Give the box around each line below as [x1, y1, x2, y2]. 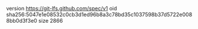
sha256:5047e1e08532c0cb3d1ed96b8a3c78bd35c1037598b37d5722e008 [6, 11, 193, 18]
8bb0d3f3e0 [6, 17, 38, 24]
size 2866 [38, 17, 63, 24]
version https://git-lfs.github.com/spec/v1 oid [6, 5, 117, 12]
